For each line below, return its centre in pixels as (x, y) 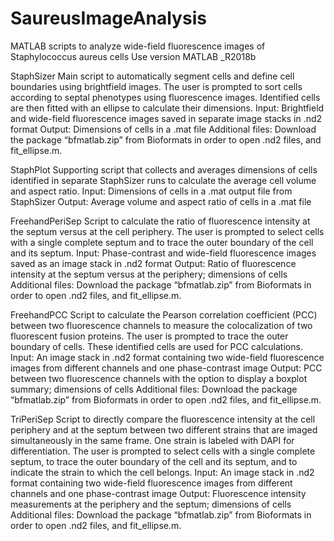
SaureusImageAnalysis (108, 18)
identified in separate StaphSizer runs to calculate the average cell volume (163, 180)
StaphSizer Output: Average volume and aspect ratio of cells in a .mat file (161, 201)
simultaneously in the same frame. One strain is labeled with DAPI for (152, 440)
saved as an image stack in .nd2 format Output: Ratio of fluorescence (153, 263)
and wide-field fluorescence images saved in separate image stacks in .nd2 (166, 118)
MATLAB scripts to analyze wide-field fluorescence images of (138, 46)
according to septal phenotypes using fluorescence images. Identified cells (165, 97)
